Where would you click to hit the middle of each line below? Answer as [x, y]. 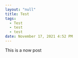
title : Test [17, 14]
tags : [10, 18]
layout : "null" [20, 9]
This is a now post [23, 50]
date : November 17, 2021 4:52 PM [39, 37]
